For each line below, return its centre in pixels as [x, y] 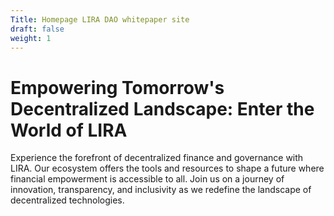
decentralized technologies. [67, 200]
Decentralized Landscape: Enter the [162, 108]
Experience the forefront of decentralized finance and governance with [157, 158]
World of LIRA [69, 130]
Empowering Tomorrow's [117, 87]
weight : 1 [31, 38]
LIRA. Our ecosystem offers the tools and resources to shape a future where [167, 168]
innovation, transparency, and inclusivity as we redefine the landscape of [161, 190]
